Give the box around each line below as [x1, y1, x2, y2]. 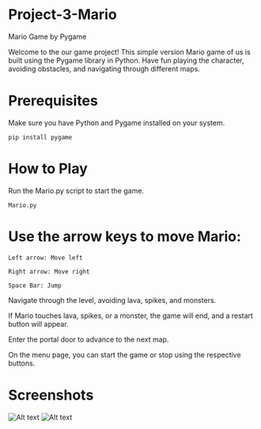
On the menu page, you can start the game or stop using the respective [8, 350, 241, 359]
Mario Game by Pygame [8, 32, 87, 41]
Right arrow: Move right [8, 267, 90, 275]
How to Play [8, 160, 89, 178]
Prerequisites [8, 92, 99, 110]
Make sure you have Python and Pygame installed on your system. [8, 117, 225, 128]
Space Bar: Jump [8, 282, 62, 289]
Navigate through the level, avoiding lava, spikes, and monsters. [8, 295, 217, 305]
